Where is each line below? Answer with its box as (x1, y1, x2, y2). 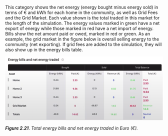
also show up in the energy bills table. (5, 47, 83, 52)
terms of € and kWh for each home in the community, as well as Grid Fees (5, 9, 158, 15)
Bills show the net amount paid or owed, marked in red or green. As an (5, 31, 150, 36)
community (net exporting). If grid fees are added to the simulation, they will (5, 41, 162, 47)
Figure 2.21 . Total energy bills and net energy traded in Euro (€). (5, 125, 138, 131)
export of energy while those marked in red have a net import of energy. (5, 25, 154, 31)
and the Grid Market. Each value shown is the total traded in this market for (5, 15, 160, 20)
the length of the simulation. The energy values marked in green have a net (5, 20, 160, 26)
